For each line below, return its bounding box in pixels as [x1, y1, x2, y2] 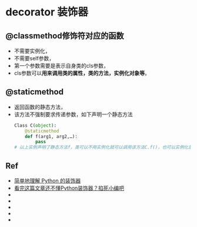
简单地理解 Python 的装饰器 [14, 177, 81, 184]
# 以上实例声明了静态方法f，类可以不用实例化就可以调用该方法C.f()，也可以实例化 [14, 144, 189, 150]
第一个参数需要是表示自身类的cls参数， [14, 62, 109, 69]
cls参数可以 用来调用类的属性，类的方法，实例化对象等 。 [14, 70, 151, 77]
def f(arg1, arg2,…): [25, 133, 78, 139]
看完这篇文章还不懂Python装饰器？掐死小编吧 [14, 185, 125, 192]
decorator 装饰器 [5, 5, 89, 19]
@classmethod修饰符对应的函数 [5, 31, 124, 41]
